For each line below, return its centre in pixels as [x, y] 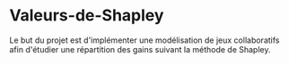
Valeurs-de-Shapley [87, 16]
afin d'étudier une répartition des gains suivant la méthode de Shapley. [140, 49]
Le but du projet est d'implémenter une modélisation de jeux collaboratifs [144, 40]
